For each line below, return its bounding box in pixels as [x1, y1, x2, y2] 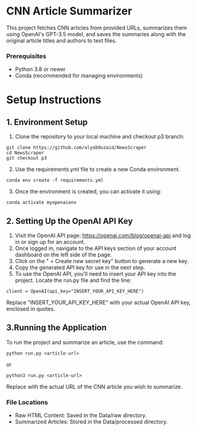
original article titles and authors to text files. [6, 37, 117, 44]
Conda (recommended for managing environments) [14, 72, 143, 79]
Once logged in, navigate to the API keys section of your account [14, 245, 177, 252]
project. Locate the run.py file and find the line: [14, 277, 131, 284]
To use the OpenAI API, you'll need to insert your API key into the [14, 270, 177, 278]
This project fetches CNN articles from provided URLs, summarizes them [6, 24, 187, 31]
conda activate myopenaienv [6, 200, 77, 206]
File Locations [6, 398, 48, 406]
